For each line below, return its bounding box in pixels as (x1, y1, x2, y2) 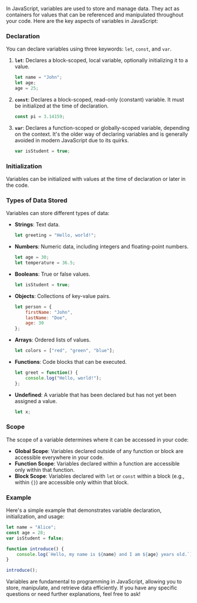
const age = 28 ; (6, 530, 46, 535)
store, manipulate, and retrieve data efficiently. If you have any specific (6, 584, 178, 591)
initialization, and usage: (6, 513, 64, 520)
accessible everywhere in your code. (14, 454, 104, 461)
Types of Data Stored (6, 196, 67, 205)
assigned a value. (14, 397, 57, 404)
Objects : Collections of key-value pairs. (14, 292, 111, 299)
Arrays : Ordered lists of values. (14, 336, 91, 343)
